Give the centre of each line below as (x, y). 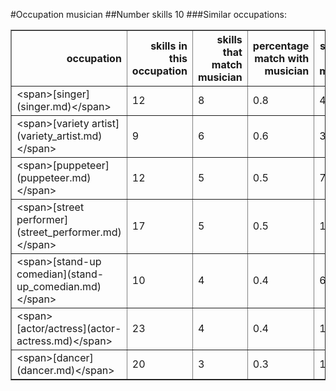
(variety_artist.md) (59, 136)
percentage (281, 46)
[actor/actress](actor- (69, 328)
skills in (169, 46)
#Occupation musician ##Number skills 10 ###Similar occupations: (148, 14)
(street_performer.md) (69, 232)
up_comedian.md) (59, 286)
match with (282, 58)
